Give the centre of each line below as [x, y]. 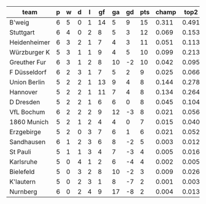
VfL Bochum [27, 112]
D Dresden [25, 102]
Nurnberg [23, 191]
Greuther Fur [28, 62]
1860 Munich [29, 122]
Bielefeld [22, 172]
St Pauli [21, 152]
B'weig [19, 22]
